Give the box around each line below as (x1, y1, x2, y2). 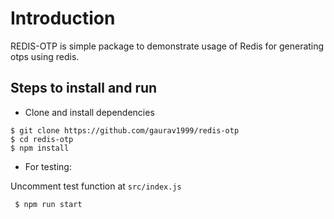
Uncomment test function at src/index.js (10, 180, 182, 192)
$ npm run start (14, 199, 83, 209)
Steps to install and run (10, 80, 158, 97)
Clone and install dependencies (24, 106, 155, 118)
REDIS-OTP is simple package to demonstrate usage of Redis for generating (10, 40, 325, 52)
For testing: (24, 160, 72, 172)
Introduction (10, 7, 116, 30)
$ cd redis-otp (10, 134, 74, 144)
